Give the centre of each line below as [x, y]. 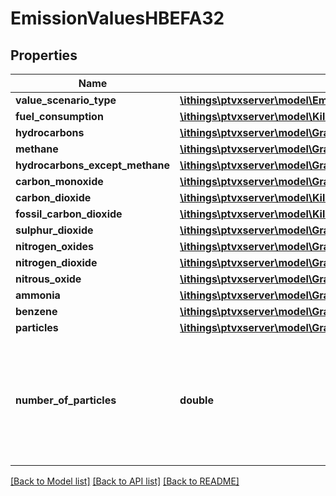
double [196, 400]
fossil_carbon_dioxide [69, 214]
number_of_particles [66, 400]
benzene [36, 311]
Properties [44, 55]
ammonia [38, 295]
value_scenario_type [66, 100]
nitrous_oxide [48, 279]
